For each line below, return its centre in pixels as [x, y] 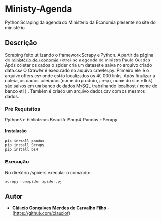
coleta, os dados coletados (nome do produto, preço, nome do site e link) [79, 80]
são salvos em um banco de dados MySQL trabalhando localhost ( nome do [81, 86]
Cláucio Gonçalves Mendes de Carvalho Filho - [61, 208]
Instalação [16, 131]
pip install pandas [25, 141]
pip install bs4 [21, 150]
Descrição [21, 43]
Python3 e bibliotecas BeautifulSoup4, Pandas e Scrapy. [62, 120]
